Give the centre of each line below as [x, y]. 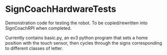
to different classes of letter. [34, 48]
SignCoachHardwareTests [61, 9]
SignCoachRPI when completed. [38, 28]
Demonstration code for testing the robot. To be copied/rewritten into [76, 23]
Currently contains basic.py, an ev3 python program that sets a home [77, 38]
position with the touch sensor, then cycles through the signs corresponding [84, 43]
